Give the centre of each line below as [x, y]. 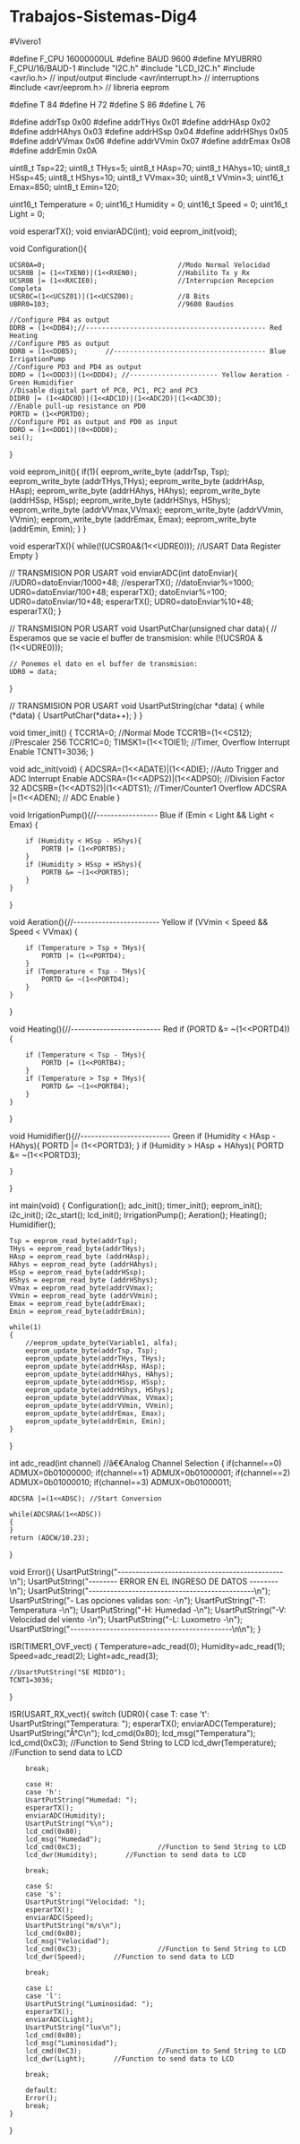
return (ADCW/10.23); [50, 1538]
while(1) [26, 1327]
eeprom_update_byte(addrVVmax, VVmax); [100, 1397]
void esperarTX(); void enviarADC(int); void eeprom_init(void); [123, 231]
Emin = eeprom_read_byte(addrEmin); [77, 1311]
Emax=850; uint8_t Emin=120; [64, 186]
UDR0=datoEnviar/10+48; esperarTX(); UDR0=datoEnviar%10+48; [132, 601]
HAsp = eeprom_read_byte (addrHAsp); [80, 1257]
